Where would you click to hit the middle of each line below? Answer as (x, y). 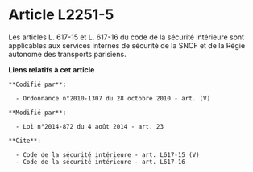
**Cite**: (25, 141)
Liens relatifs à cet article (52, 69)
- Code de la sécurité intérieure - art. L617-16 (100, 162)
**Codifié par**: (37, 84)
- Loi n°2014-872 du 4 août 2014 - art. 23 (89, 126)
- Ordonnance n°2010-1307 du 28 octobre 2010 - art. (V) (113, 98)
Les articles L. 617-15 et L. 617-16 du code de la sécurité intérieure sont (126, 37)
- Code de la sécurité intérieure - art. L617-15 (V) (108, 154)
